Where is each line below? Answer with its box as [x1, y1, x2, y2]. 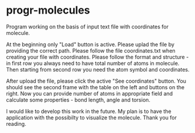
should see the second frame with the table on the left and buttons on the [6, 83, 184, 90]
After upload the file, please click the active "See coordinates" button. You [6, 77, 187, 85]
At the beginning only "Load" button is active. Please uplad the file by [6, 41, 175, 48]
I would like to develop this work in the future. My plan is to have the [6, 108, 172, 115]
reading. [6, 120, 27, 127]
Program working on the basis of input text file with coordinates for [6, 23, 169, 30]
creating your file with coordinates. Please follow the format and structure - [6, 53, 189, 60]
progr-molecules [6, 4, 90, 17]
